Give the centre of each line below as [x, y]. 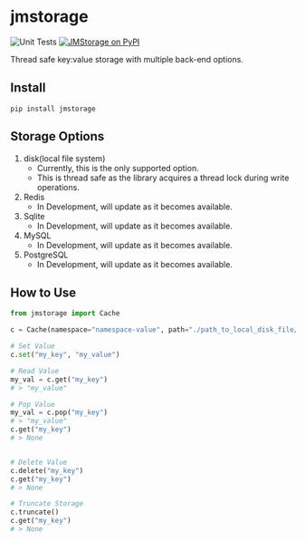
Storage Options [57, 136]
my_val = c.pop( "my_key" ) [59, 413]
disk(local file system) [64, 158]
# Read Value [35, 371]
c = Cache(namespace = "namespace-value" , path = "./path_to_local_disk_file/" [156, 330]
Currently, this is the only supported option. [118, 168]
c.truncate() [35, 512]
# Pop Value [33, 404]
